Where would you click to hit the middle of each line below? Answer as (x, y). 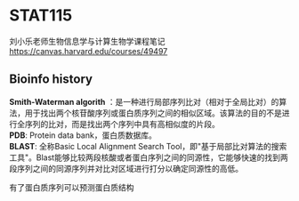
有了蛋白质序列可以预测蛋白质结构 (72, 187)
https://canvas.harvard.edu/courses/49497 (89, 51)
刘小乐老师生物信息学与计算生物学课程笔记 (87, 41)
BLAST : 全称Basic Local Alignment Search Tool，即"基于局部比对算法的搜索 (148, 146)
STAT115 (41, 16)
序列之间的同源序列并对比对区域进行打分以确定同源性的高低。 (129, 168)
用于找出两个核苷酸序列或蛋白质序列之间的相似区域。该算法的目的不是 (153, 113)
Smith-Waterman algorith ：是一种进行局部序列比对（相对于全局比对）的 (144, 101)
